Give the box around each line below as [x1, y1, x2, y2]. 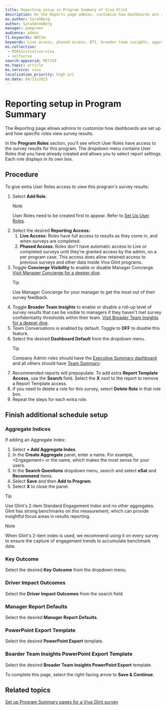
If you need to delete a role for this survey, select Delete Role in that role [12, 386, 161, 392]
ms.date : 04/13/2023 [5, 77, 48, 82]
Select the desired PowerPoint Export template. [5, 638, 103, 644]
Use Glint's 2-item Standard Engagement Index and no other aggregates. [5, 503, 155, 509]
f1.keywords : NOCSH [5, 35, 46, 40]
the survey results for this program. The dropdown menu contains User [5, 145, 151, 151]
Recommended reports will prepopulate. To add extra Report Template [12, 370, 158, 376]
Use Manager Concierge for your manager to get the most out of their [12, 289, 156, 295]
